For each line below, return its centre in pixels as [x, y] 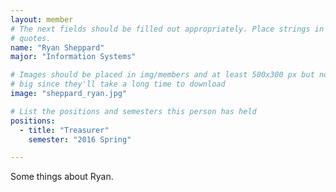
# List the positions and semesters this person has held [133, 111]
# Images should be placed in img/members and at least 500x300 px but [162, 75]
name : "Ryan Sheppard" [57, 47]
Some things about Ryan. [62, 177]
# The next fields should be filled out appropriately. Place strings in [167, 29]
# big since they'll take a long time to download [118, 84]
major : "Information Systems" [73, 57]
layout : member [42, 19]
